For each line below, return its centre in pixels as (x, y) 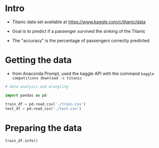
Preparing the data (44, 128)
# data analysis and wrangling (37, 87)
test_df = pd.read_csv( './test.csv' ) (43, 109)
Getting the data (38, 60)
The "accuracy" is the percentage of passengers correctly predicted (81, 40)
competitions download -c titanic (47, 78)
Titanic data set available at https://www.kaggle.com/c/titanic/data (79, 22)
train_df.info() (21, 141)
